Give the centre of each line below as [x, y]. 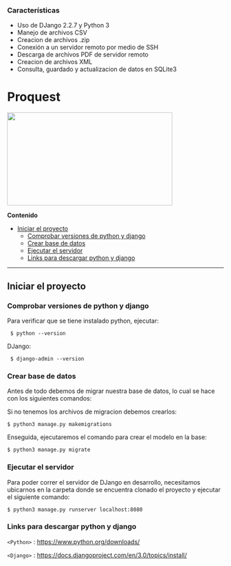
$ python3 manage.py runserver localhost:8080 [75, 509]
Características [33, 10]
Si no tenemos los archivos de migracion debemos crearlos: [92, 412]
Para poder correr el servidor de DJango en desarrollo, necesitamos [104, 482]
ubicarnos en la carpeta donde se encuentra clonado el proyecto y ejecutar [114, 489]
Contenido [22, 215]
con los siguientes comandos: [49, 398]
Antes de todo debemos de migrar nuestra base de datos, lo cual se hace [111, 391]
